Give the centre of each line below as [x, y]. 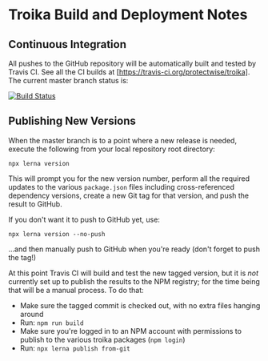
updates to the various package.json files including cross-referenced [121, 187]
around [32, 314]
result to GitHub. [35, 204]
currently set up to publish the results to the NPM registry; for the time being [134, 281]
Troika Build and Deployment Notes [128, 15]
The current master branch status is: [68, 80]
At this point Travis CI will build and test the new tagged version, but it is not [133, 273]
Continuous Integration [67, 44]
